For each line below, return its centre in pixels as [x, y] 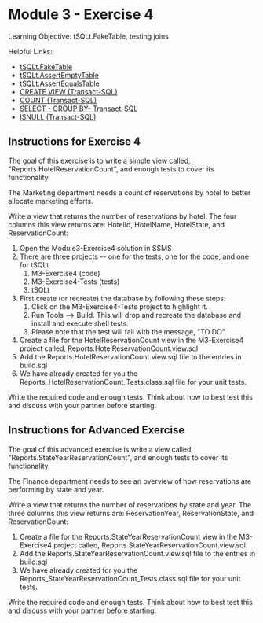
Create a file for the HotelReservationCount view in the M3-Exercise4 [131, 340]
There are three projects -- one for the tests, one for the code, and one [134, 256]
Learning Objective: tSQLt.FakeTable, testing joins [88, 36]
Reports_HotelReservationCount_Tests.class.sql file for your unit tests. [133, 382]
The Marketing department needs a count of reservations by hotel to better [130, 192]
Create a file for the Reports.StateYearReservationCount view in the [128, 536]
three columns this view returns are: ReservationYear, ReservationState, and [131, 513]
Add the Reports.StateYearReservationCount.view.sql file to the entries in [137, 553]
